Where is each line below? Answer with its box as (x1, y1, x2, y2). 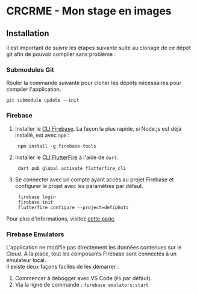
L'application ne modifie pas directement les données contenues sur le (6, 243, 182, 251)
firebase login (17, 194, 56, 200)
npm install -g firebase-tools (17, 143, 96, 149)
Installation (6, 28, 49, 39)
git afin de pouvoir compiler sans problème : (6, 51, 116, 58)
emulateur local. (6, 256, 46, 263)
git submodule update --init (6, 98, 80, 104)
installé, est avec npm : (14, 131, 70, 139)
